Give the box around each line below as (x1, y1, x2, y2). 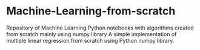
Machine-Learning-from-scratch (6, 4, 176, 18)
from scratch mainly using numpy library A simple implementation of (6, 30, 177, 37)
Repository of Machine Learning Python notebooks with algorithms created (6, 24, 194, 31)
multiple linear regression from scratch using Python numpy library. (6, 37, 175, 44)
